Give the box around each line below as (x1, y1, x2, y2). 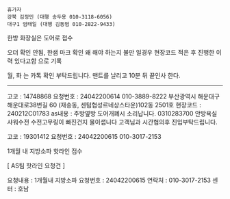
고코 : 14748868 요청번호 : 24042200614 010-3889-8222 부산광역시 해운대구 (7, 92, 220, 101)
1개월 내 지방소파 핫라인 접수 (7, 147, 84, 155)
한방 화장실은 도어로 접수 (7, 34, 73, 42)
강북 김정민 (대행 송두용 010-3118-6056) (7, 14, 113, 21)
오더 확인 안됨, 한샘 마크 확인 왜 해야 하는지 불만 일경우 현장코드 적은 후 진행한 (7, 49, 215, 56)
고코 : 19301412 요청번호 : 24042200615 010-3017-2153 (7, 133, 162, 140)
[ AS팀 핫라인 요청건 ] (7, 161, 65, 170)
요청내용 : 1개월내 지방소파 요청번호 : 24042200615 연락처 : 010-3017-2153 (7, 176, 211, 184)
